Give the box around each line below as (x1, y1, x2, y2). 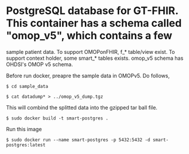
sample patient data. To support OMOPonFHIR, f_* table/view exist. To (6, 48, 176, 55)
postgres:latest (6, 142, 46, 148)
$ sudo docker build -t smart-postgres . (6, 115, 109, 121)
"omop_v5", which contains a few (6, 29, 173, 42)
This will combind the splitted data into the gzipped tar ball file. (6, 104, 158, 111)
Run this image (6, 125, 42, 132)
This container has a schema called (6, 16, 182, 30)
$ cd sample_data (6, 83, 49, 89)
